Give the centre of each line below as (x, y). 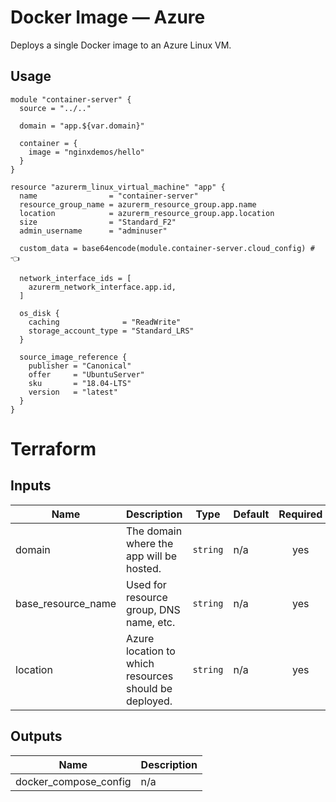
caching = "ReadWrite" (105, 322)
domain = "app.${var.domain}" (82, 126)
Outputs (36, 736)
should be (149, 688)
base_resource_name (66, 603)
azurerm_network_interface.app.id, (102, 287)
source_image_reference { (73, 357)
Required (300, 514)
